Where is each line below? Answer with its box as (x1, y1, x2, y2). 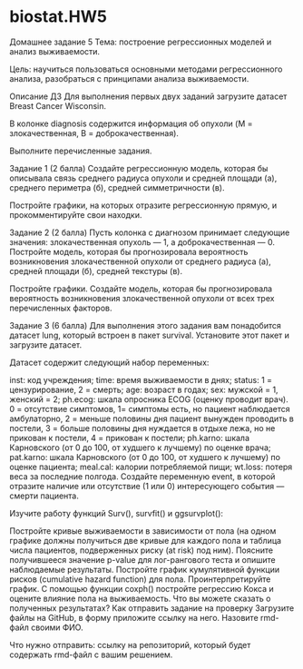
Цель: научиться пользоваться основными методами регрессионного (9, 64, 283, 74)
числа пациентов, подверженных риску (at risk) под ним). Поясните (9, 545, 274, 556)
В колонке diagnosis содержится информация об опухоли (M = (9, 118, 253, 129)
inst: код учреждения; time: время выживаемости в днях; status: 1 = (9, 374, 273, 385)
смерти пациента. (9, 490, 80, 501)
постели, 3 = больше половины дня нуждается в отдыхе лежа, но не (9, 422, 276, 433)
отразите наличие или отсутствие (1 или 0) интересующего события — (9, 480, 285, 491)
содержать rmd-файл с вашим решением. (9, 649, 173, 660)
